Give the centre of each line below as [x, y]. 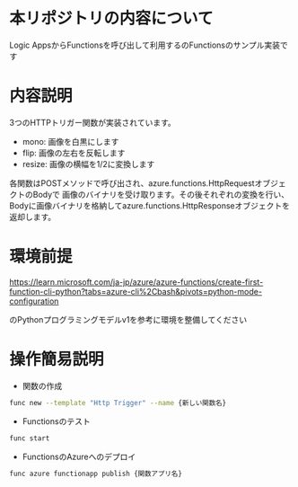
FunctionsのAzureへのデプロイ [79, 456]
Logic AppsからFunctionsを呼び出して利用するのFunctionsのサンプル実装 [145, 45]
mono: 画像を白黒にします [70, 141]
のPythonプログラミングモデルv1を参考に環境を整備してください [128, 319]
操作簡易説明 [57, 359]
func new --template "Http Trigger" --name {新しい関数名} [118, 403]
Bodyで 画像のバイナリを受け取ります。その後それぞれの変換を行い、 [161, 194]
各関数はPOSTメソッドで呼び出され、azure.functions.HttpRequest [132, 183]
